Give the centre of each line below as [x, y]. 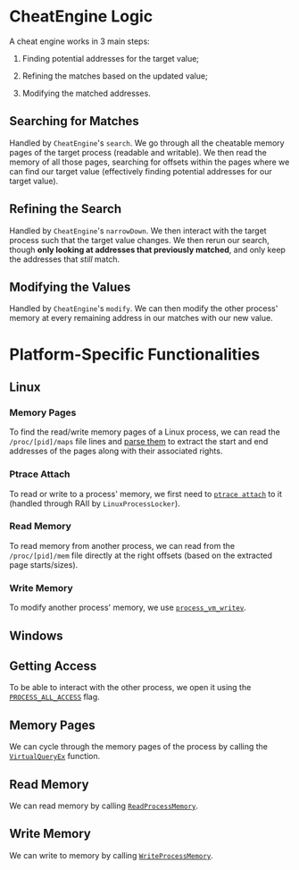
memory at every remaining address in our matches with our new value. [141, 318]
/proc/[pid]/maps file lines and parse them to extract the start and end [139, 442]
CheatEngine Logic [81, 17]
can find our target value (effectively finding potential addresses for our [141, 171]
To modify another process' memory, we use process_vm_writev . [128, 608]
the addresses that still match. [65, 259]
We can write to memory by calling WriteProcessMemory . [112, 855]
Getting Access [53, 666]
